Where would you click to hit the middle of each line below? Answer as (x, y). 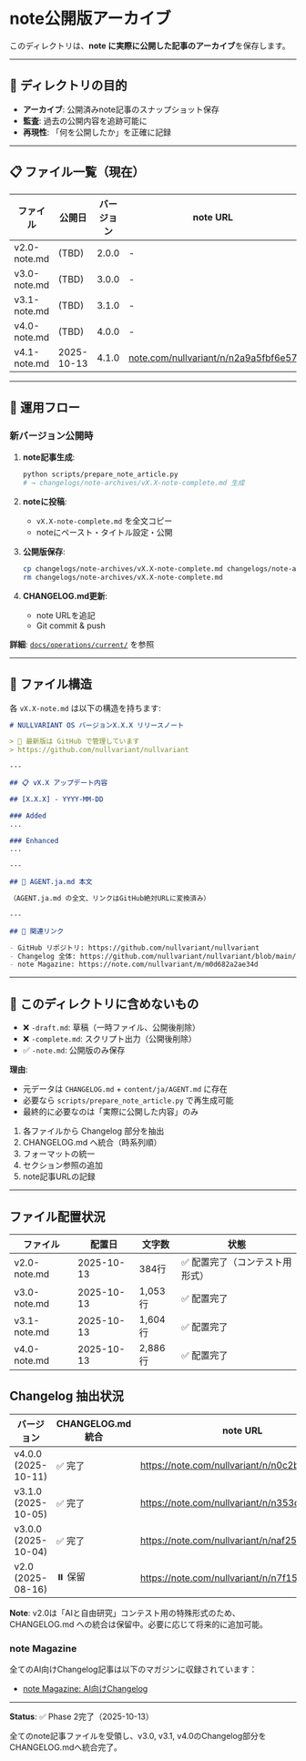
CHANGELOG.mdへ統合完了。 (66, 1747)
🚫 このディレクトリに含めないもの (104, 1004)
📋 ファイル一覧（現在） (77, 173)
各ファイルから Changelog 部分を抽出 (93, 1131)
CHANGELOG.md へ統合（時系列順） (92, 1143)
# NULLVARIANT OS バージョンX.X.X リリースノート (97, 725)
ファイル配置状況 (57, 1216)
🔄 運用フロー (45, 407)
